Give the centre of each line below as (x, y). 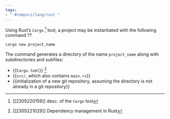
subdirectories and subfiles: (34, 60)
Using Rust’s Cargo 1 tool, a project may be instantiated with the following (81, 29)
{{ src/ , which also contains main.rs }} (51, 75)
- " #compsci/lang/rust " (32, 15)
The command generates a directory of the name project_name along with (82, 54)
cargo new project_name (30, 45)
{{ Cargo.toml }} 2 (30, 70)
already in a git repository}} (41, 86)
